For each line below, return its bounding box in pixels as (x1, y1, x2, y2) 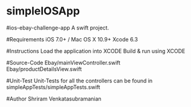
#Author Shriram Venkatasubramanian (6, 95, 102, 102)
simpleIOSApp (6, 4, 80, 18)
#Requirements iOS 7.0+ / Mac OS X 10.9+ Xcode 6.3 (6, 35, 138, 43)
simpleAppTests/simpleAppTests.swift (6, 83, 101, 91)
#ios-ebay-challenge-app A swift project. (6, 24, 109, 31)
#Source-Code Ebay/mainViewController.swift (6, 59, 121, 66)
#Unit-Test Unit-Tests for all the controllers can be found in (6, 77, 153, 84)
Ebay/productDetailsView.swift (6, 65, 82, 73)
